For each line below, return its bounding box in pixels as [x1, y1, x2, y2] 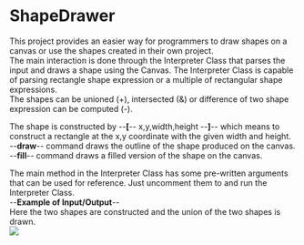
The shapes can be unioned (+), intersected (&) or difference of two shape [9, 93, 289, 105]
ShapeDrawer [9, 5, 116, 26]
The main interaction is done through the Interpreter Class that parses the [9, 55, 286, 66]
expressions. [9, 84, 57, 95]
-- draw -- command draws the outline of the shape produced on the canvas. [9, 140, 296, 151]
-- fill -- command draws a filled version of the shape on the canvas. [9, 149, 263, 160]
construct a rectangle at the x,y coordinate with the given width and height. [9, 130, 291, 141]
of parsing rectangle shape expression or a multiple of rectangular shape [9, 74, 283, 85]
